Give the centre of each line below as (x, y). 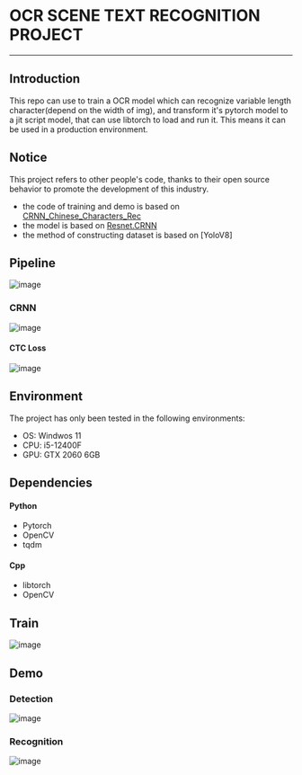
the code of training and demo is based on (101, 206)
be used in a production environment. (79, 129)
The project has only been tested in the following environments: (127, 418)
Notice (28, 158)
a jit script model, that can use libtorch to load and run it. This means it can (147, 120)
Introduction (45, 79)
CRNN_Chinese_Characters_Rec (82, 216)
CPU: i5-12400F (52, 445)
